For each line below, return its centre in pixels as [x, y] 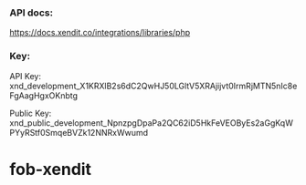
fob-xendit [51, 169]
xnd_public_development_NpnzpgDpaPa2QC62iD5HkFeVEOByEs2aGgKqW [152, 123]
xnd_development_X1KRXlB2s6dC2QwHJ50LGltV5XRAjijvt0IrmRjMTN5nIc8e [153, 86]
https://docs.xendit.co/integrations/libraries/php [100, 33]
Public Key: [31, 113]
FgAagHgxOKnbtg [44, 95]
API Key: [25, 76]
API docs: [31, 13]
